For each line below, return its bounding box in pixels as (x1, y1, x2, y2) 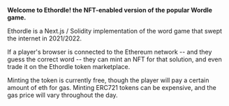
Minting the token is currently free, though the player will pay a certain (7, 76, 209, 84)
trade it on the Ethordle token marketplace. (7, 63, 131, 70)
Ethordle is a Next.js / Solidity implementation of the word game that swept (7, 27, 222, 35)
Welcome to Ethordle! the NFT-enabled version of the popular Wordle (7, 6, 213, 14)
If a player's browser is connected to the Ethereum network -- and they (7, 48, 212, 56)
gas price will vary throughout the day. (7, 91, 118, 99)
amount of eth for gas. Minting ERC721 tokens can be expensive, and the (7, 84, 216, 91)
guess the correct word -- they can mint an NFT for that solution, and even (7, 55, 222, 63)
